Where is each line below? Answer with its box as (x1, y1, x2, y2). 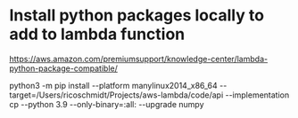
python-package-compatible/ (9, 63, 119, 74)
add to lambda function (9, 24, 186, 44)
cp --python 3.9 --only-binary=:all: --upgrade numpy (9, 98, 204, 109)
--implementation (225, 90, 290, 100)
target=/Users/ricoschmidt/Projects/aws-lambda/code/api (9, 90, 224, 100)
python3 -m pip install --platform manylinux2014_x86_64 (9, 80, 219, 90)
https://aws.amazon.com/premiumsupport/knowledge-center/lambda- (9, 53, 269, 64)
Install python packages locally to (9, 5, 265, 26)
